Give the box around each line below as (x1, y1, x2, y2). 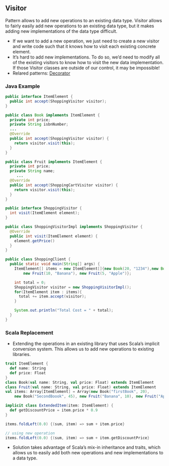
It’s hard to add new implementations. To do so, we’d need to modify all (12, 54, 160, 60)
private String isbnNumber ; (10, 122, 69, 127)
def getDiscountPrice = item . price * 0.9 (10, 408, 98, 413)
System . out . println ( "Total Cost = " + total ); (14, 308, 114, 313)
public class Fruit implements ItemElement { (5, 159, 102, 164)
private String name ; (10, 168, 55, 173)
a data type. (12, 455, 38, 461)
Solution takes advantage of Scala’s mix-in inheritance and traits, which (12, 444, 161, 450)
